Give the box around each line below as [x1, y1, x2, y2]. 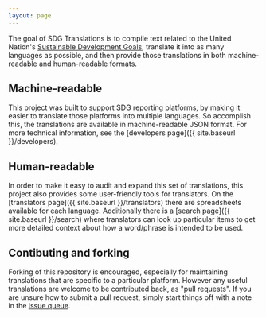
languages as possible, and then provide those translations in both [8, 50, 227, 60]
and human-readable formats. [38, 59, 138, 68]
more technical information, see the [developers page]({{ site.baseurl [8, 128, 236, 138]
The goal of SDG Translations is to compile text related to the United [8, 33, 232, 43]
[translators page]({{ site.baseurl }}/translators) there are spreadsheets [8, 198, 241, 207]
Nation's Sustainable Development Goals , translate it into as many [8, 41, 225, 52]
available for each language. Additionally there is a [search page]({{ [8, 206, 230, 215]
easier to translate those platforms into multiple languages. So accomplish [8, 111, 252, 121]
